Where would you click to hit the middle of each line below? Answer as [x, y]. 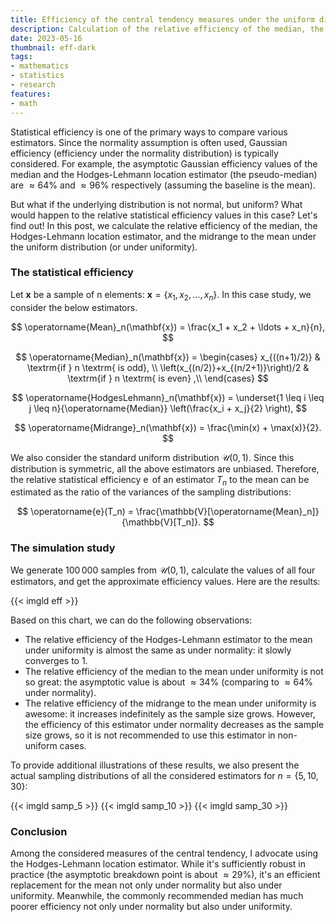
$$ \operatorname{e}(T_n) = [75, 512]
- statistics [37, 76]
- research [33, 85]
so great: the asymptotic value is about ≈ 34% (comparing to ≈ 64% [168, 682]
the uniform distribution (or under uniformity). [104, 247]
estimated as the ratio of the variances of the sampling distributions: [151, 492]
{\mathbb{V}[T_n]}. [161, 522]
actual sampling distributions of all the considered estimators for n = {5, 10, [164, 775]
